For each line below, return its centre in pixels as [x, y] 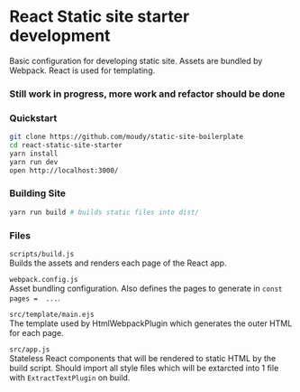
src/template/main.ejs [52, 314]
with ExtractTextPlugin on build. [70, 378]
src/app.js [30, 350]
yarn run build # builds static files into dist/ [105, 212]
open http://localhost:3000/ [64, 170]
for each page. [37, 333]
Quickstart [33, 117]
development [60, 36]
